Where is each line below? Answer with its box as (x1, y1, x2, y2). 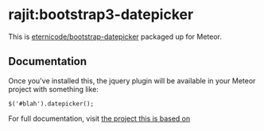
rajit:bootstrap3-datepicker (8, 6, 194, 24)
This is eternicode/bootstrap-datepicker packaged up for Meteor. (8, 32, 223, 41)
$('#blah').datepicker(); (8, 99, 94, 108)
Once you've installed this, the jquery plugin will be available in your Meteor (8, 75, 256, 85)
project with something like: (8, 84, 99, 94)
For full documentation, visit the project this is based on (8, 114, 191, 123)
